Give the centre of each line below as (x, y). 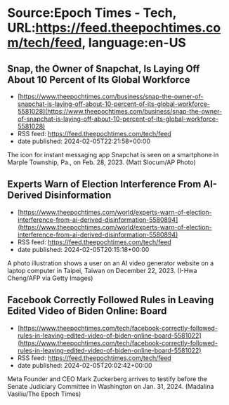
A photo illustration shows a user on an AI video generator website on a (111, 263)
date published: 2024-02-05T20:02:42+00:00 (85, 365)
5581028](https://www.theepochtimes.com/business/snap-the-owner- (120, 111)
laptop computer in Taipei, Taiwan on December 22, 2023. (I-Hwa (102, 270)
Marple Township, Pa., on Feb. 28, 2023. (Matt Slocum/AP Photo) (102, 162)
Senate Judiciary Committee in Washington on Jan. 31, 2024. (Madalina (111, 386)
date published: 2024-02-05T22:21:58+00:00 (84, 141)
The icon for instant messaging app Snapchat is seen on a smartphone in (113, 155)
